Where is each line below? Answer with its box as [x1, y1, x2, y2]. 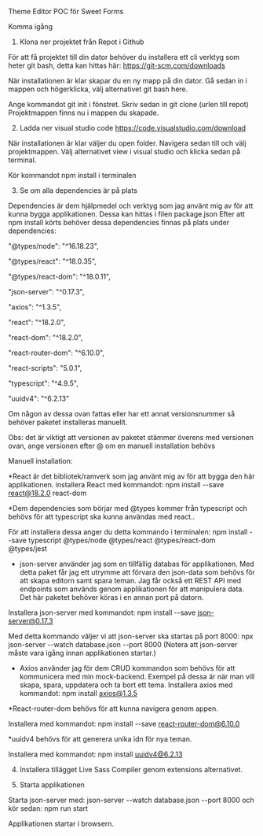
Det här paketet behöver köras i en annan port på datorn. [19, 593, 204, 601]
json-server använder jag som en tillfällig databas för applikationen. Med [19, 559, 254, 568]
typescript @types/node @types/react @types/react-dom [28, 535, 216, 545]
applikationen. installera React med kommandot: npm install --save [8, 480, 225, 489]
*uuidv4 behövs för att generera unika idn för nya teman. [8, 734, 192, 743]
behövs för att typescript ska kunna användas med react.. [8, 512, 195, 521]
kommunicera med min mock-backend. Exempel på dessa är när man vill [19, 672, 255, 681]
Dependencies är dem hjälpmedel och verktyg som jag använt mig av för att [8, 201, 254, 210]
